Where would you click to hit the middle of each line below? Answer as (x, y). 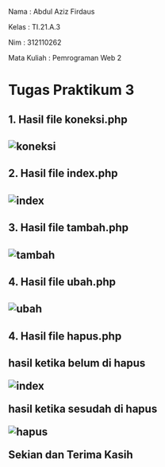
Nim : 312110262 (35, 42)
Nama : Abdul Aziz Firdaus (52, 12)
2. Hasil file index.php (63, 173)
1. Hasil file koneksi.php (68, 119)
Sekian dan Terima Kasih (71, 455)
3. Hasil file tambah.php (69, 228)
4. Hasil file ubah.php (62, 282)
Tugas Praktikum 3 (71, 90)
